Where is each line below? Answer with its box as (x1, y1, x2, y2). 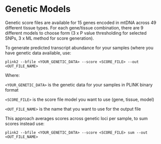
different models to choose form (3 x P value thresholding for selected (5, 30, 147, 36)
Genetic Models (5, 3, 71, 15)
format (5, 87, 19, 93)
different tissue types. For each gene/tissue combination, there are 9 (5, 24, 143, 30)
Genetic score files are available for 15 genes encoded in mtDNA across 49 (5, 20, 157, 25)
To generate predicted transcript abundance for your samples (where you (5, 45, 154, 50)
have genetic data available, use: (5, 50, 71, 56)
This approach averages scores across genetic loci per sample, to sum (5, 115, 148, 121)
